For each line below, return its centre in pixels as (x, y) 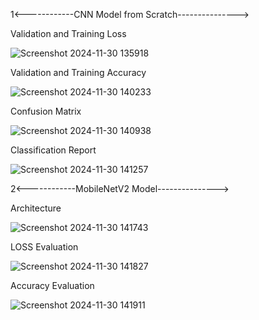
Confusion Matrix (46, 111)
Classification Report (53, 150)
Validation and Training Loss (68, 33)
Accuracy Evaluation (52, 285)
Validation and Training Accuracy (78, 72)
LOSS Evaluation (44, 247)
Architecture (36, 208)
